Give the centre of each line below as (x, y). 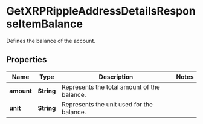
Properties (27, 60)
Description (116, 77)
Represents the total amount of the (111, 87)
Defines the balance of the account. (51, 41)
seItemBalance (45, 24)
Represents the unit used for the (107, 104)
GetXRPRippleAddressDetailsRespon (101, 11)
